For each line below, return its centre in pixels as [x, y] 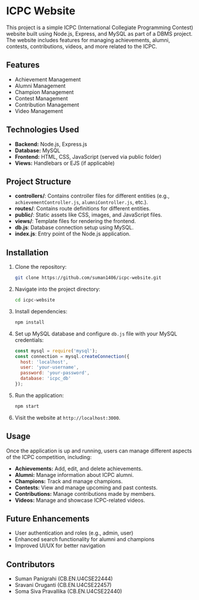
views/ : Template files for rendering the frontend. [75, 221]
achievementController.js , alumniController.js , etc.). [81, 202]
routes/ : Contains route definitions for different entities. [83, 209]
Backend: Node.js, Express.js [51, 144]
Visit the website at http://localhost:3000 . [67, 417]
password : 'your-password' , [55, 373]
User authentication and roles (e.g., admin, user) [74, 533]
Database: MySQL [37, 150]
